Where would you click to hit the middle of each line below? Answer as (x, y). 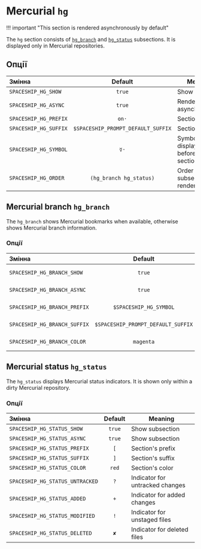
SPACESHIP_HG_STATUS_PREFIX (49, 448)
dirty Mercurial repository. (38, 387)
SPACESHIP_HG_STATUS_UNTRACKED (54, 481)
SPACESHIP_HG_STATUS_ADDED (48, 499)
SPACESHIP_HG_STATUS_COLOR (48, 468)
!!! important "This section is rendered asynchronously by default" (88, 28)
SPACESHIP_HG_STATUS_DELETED (51, 533)
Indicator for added (158, 495)
